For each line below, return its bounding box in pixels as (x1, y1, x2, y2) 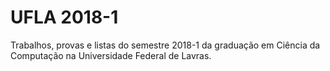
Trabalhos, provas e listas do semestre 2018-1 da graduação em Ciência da (10, 39, 321, 51)
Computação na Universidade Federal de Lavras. (10, 49, 212, 61)
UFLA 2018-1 (10, 6, 119, 29)
